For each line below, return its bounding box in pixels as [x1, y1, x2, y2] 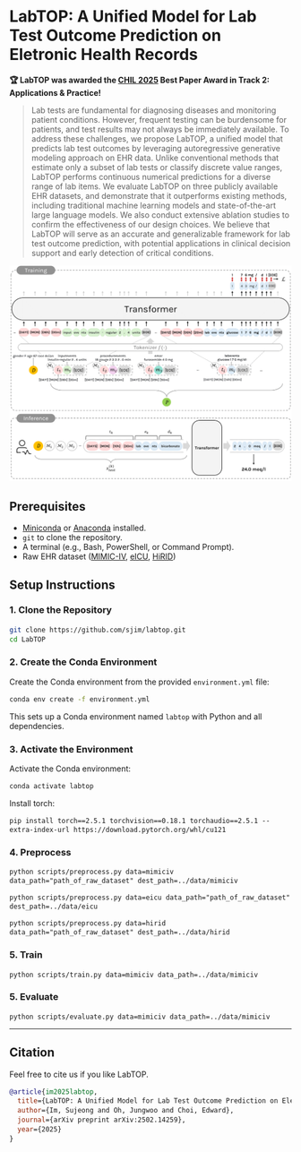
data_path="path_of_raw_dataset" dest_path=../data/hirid [9, 928, 230, 937]
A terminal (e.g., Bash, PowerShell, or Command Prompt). [21, 542, 235, 553]
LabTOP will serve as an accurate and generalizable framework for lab [30, 228, 291, 239]
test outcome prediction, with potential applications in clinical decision [30, 237, 291, 248]
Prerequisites [9, 499, 86, 514]
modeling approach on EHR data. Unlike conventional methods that [30, 152, 279, 163]
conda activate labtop [9, 782, 94, 791]
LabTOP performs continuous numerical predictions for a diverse [30, 171, 271, 182]
